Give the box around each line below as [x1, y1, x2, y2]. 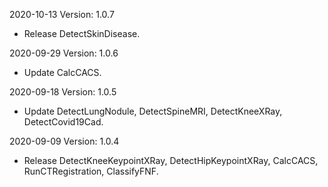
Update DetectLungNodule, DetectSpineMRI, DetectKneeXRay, [23, 105, 283, 117]
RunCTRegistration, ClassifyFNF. [23, 165, 159, 177]
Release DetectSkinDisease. [23, 28, 141, 39]
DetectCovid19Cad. [23, 116, 104, 128]
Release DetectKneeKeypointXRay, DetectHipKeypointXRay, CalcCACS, [23, 155, 319, 166]
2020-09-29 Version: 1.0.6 [9, 47, 119, 59]
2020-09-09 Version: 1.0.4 [9, 135, 120, 147]
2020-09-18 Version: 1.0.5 [9, 86, 117, 98]
